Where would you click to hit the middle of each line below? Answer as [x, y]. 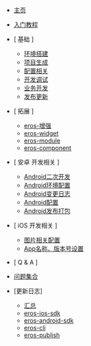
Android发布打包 [47, 211]
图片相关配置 [42, 240]
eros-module [42, 140]
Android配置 [41, 202]
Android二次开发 [47, 176]
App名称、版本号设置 [54, 248]
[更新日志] [28, 291]
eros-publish [42, 335]
